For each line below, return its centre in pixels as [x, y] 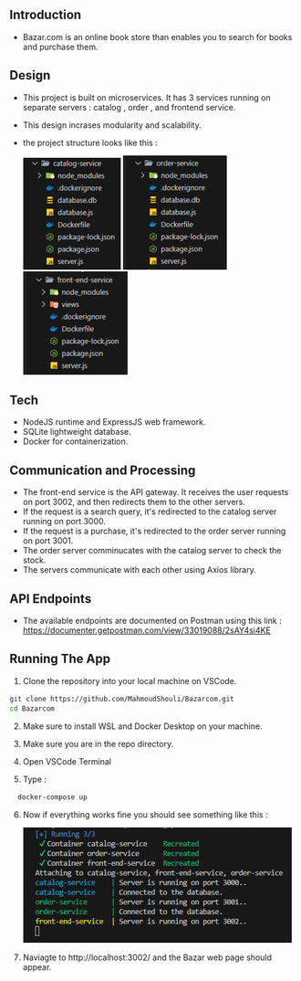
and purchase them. [60, 47]
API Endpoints [51, 599]
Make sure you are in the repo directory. [98, 744]
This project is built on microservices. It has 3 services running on [146, 97]
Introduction [46, 15]
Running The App [60, 659]
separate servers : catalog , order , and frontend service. [129, 107]
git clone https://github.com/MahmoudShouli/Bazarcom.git [122, 699]
